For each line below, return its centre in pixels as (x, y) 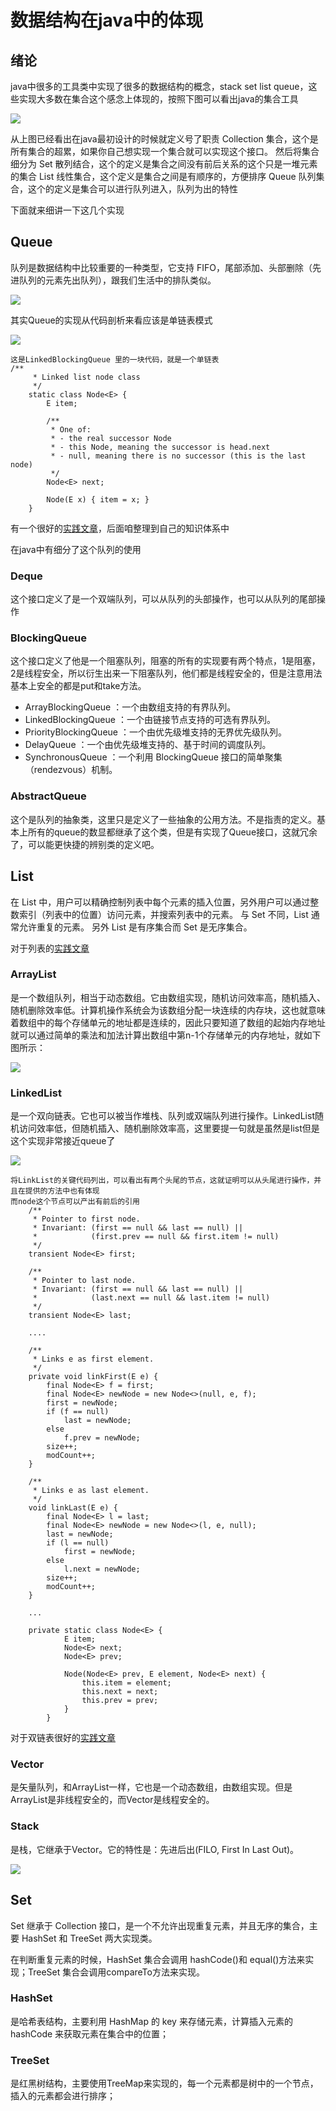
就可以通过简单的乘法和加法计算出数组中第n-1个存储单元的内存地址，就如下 (166, 1035)
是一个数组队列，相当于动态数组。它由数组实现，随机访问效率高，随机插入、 (168, 997)
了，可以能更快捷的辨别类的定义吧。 (85, 844)
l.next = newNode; (102, 1569)
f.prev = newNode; (102, 1438)
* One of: (71, 429)
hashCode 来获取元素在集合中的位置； (90, 2033)
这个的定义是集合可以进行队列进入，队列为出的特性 (132, 189)
